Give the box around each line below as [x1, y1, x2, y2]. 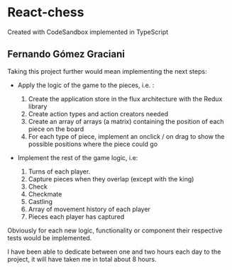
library [28, 102, 48, 111]
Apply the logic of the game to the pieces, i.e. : [17, 81, 155, 89]
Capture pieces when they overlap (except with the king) [28, 174, 194, 183]
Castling [28, 197, 53, 206]
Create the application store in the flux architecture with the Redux [28, 94, 223, 103]
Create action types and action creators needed [28, 109, 169, 118]
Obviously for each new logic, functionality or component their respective [7, 226, 223, 235]
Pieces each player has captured [28, 212, 125, 220]
